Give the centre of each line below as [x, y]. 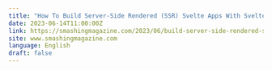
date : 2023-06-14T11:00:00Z [56, 23]
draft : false [30, 53]
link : [17, 31]
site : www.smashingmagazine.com [63, 38]
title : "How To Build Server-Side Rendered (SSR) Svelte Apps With [125, 16]
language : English [39, 46]
